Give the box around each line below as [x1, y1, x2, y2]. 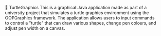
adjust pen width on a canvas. [5, 25, 65, 31]
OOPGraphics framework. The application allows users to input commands [5, 15, 155, 20]
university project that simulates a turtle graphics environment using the [5, 10, 149, 16]
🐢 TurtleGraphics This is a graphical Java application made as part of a [5, 5, 147, 10]
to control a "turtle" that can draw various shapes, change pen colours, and [5, 20, 157, 26]
